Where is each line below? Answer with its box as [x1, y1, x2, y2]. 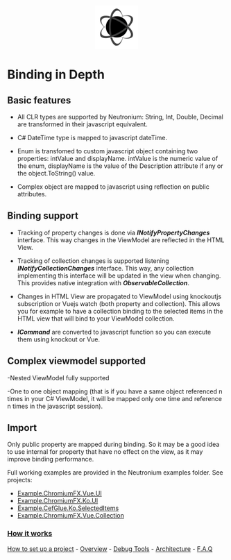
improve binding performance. [7, 455, 94, 464]
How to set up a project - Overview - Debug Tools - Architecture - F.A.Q [7, 544, 213, 553]
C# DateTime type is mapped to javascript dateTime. [17, 134, 168, 142]
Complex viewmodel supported [7, 355, 146, 367]
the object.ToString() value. [17, 169, 96, 177]
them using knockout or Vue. [17, 335, 101, 343]
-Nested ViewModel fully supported [7, 373, 110, 382]
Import [7, 422, 37, 434]
